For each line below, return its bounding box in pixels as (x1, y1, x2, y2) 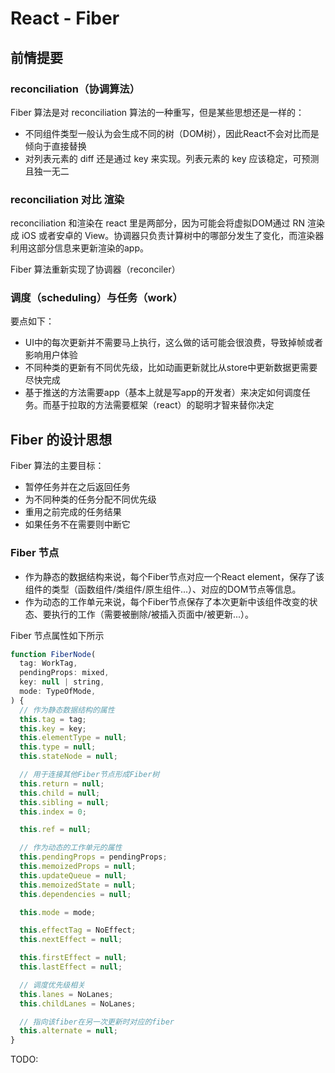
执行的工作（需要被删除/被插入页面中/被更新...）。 (51, 608, 254, 620)
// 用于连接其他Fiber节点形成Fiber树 (19, 770, 160, 780)
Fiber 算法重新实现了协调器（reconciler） (10, 263, 181, 276)
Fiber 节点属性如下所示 (10, 629, 105, 641)
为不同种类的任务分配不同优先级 (24, 493, 157, 506)
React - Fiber (10, 7, 120, 30)
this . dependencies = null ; (19, 889, 132, 899)
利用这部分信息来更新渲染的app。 (10, 242, 150, 254)
